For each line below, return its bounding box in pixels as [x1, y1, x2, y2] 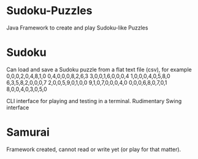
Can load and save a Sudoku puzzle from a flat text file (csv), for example [6, 66, 192, 73]
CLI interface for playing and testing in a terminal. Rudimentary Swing [6, 97, 182, 104]
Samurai [6, 125, 50, 139]
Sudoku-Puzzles [6, 4, 93, 18]
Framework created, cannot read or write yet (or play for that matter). [6, 145, 181, 153]
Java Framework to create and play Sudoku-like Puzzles [6, 24, 148, 31]
